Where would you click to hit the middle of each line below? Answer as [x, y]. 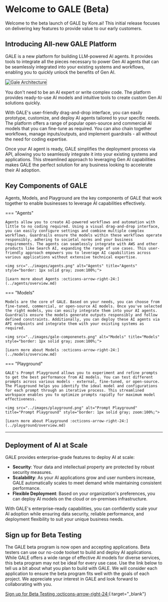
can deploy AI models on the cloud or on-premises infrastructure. [80, 499]
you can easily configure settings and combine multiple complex [74, 231]
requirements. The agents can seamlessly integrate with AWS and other [81, 244]
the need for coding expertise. [36, 139]
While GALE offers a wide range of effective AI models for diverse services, [83, 558]
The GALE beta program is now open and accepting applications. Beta [77, 547]
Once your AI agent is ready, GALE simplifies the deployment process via [80, 149]
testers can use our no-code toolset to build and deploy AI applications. [79, 552]
